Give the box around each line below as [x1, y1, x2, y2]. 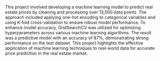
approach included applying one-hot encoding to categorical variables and [5, 15, 156, 20]
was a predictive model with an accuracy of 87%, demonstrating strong [5, 35, 149, 41]
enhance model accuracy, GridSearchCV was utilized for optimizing [5, 25, 141, 30]
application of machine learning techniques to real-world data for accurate [5, 46, 155, 51]
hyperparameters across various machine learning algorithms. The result [5, 30, 152, 35]
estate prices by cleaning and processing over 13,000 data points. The [5, 9, 147, 15]
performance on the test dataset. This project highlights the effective [5, 40, 143, 46]
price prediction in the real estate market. [5, 50, 88, 56]
